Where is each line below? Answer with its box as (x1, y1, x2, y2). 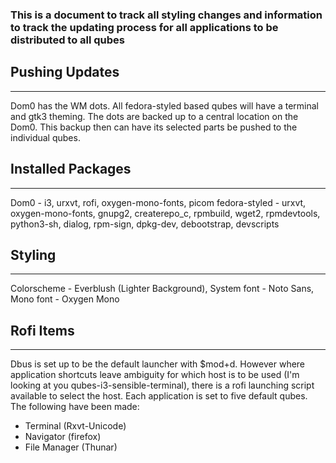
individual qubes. (10, 131, 81, 143)
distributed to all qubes (10, 33, 126, 47)
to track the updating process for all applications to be (10, 20, 279, 34)
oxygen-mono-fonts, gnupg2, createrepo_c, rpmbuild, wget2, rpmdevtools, (10, 207, 321, 219)
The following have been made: (10, 401, 140, 413)
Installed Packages (10, 161, 132, 178)
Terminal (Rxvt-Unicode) (24, 420, 127, 432)
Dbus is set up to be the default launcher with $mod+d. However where (10, 358, 306, 370)
